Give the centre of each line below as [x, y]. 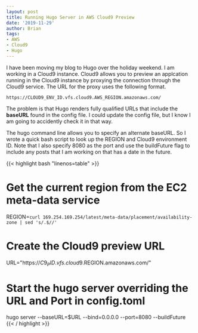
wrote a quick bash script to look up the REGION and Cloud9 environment [97, 139]
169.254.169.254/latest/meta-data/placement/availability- [117, 217]
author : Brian [24, 28]
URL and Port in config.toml [76, 300]
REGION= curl [23, 217]
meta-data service [53, 200]
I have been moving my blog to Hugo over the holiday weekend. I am [90, 67]
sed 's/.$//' [41, 222]
